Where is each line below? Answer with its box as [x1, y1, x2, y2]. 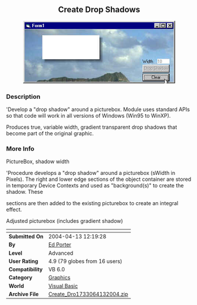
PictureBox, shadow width [6, 158, 70, 165]
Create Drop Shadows [58, 5, 140, 15]
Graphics [48, 274, 71, 281]
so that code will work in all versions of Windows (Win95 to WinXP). [6, 112, 171, 119]
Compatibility [8, 266, 43, 273]
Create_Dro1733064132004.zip [48, 290, 129, 297]
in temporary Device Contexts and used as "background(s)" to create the [6, 182, 184, 189]
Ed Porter [48, 241, 72, 248]
